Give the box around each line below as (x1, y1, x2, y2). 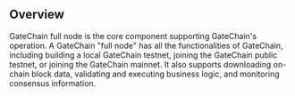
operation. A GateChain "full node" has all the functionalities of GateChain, (9, 40, 283, 51)
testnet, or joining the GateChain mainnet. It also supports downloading (9, 59, 272, 69)
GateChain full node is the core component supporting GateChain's (9, 30, 257, 41)
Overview (9, 7, 65, 22)
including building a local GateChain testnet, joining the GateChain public (9, 49, 278, 60)
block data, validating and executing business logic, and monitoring (30, 68, 280, 79)
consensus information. (9, 77, 97, 88)
